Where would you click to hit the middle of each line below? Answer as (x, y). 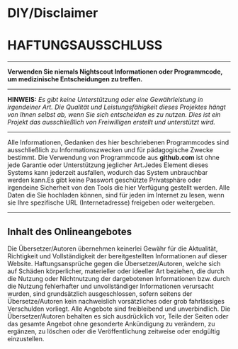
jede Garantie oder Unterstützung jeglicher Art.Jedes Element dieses (108, 165)
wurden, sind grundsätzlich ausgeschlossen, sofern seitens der (100, 293)
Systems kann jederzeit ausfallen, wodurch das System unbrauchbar (108, 173)
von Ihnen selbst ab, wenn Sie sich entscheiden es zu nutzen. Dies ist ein (114, 115)
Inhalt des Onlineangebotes (70, 231)
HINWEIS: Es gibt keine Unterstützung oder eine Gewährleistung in (105, 100)
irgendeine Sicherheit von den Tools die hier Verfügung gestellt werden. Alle (119, 188)
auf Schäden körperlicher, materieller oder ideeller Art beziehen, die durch (116, 271)
